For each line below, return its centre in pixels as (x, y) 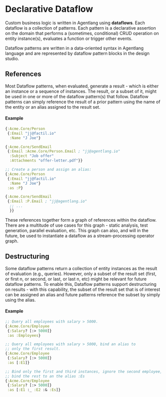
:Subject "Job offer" (32, 156)
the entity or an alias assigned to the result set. (53, 107)
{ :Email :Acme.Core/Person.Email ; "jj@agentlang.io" (64, 152)
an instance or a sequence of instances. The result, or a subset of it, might (81, 91)
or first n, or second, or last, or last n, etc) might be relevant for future (76, 279)
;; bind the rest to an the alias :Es (45, 376)
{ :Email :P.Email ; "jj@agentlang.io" (47, 201)
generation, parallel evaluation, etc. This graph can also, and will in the (77, 230)
